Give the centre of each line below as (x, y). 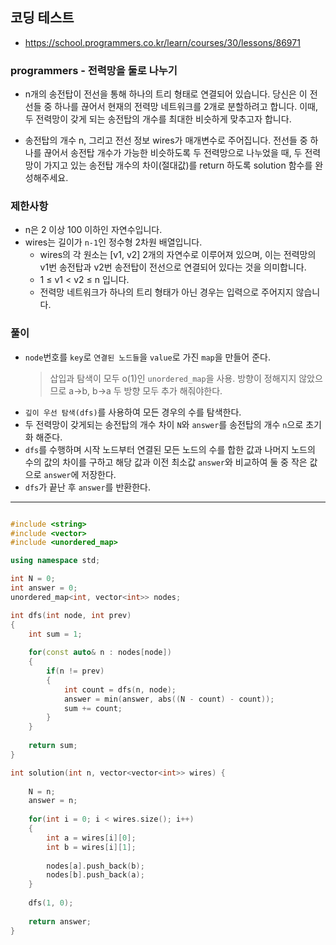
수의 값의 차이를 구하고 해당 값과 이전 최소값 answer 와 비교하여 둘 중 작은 (166, 462)
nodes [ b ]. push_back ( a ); (95, 875)
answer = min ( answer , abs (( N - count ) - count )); (169, 699)
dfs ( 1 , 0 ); (51, 903)
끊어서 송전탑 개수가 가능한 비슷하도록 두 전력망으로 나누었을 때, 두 (173, 153)
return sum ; (53, 746)
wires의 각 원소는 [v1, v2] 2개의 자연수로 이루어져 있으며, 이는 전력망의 (178, 255)
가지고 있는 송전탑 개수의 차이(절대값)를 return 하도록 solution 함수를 (178, 165)
